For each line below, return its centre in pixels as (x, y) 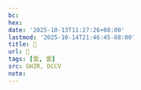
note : (17, 74)
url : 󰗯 (19, 52)
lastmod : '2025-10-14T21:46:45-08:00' (72, 37)
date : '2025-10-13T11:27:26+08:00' (67, 30)
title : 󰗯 (22, 45)
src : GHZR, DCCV (35, 67)
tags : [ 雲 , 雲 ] (32, 59)
